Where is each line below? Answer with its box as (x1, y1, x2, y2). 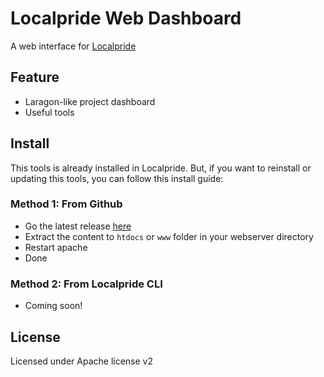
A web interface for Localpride (10, 40, 137, 52)
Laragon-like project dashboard (24, 95, 156, 107)
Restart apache (24, 241, 88, 253)
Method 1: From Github (10, 197, 123, 211)
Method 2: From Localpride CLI (10, 277, 163, 291)
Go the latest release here (24, 220, 132, 232)
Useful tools (24, 106, 75, 118)
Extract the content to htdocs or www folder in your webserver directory (24, 230, 314, 242)
